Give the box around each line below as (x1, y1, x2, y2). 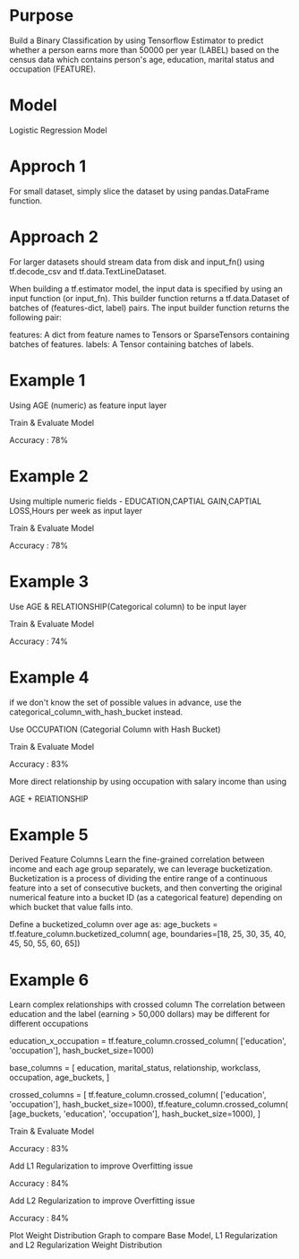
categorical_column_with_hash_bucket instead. (9, 706, 184, 717)
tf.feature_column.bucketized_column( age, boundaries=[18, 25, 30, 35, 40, (9, 929, 286, 940)
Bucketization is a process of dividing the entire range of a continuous (9, 873, 269, 884)
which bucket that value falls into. (9, 902, 133, 913)
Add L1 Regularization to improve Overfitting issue (9, 1160, 194, 1171)
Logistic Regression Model (9, 125, 107, 135)
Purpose (9, 5, 74, 26)
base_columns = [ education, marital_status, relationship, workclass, (9, 1063, 261, 1073)
